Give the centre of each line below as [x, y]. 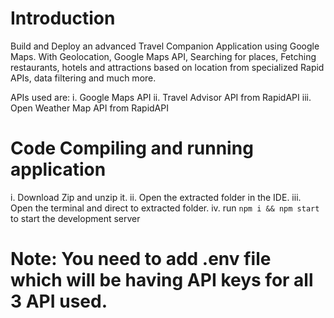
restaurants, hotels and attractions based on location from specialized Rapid [167, 67]
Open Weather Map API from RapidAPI [89, 108]
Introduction [63, 18]
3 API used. [59, 301]
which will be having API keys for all [162, 280]
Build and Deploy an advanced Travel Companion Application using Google [165, 46]
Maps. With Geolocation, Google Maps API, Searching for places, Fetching [163, 56]
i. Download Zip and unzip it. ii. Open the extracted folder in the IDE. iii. [156, 197]
